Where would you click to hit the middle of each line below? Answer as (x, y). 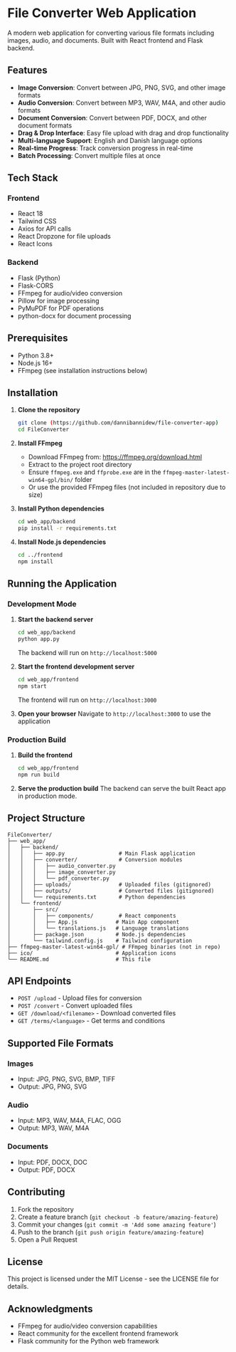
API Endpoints (39, 981)
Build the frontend (45, 755)
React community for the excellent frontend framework (98, 1333)
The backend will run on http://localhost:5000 (87, 653)
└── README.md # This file (79, 959)
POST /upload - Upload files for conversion (80, 998)
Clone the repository (49, 410)
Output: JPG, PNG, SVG (52, 1086)
